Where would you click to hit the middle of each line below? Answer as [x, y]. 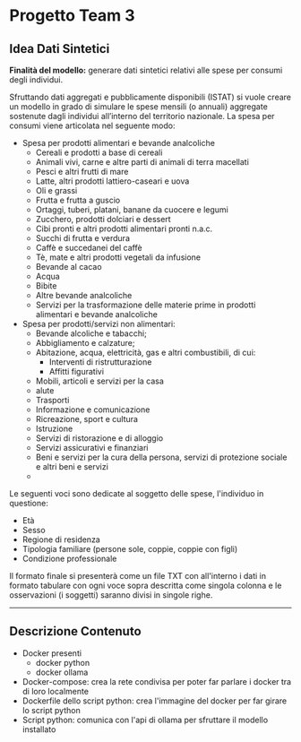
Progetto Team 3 [73, 16]
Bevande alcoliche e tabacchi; [91, 333]
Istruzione [54, 428]
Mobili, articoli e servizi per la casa [99, 381]
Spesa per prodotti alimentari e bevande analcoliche [118, 143]
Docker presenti [52, 653]
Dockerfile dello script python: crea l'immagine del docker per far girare [155, 701]
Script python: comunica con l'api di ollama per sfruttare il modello [145, 720]
